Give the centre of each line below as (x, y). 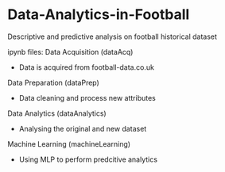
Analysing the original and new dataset (83, 128)
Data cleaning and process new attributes (87, 97)
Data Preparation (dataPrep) (54, 82)
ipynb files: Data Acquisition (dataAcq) (70, 52)
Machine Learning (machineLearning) (69, 143)
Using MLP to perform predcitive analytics (88, 159)
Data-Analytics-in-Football (99, 15)
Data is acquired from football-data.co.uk (86, 67)
